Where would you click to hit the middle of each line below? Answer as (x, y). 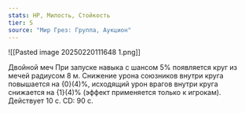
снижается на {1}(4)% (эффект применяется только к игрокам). (115, 93)
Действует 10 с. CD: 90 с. (51, 101)
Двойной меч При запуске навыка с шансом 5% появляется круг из (123, 67)
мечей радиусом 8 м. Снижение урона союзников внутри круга (116, 76)
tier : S (21, 23)
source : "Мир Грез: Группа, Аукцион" (70, 30)
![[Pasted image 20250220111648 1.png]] (75, 53)
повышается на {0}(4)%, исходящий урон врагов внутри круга (113, 84)
